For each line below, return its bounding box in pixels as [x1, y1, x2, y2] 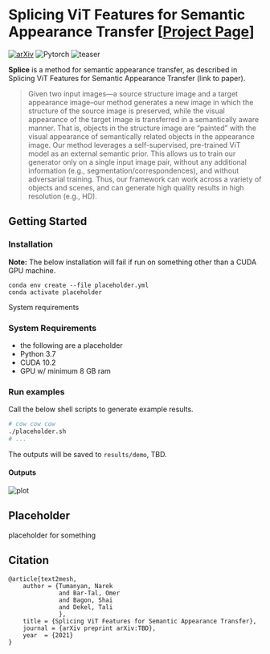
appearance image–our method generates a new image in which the [27, 97, 254, 107]
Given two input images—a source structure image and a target [27, 88, 239, 98]
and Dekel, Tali [59, 603, 113, 611]
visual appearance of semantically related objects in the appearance [27, 131, 255, 141]
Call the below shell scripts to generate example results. [8, 404, 194, 415]
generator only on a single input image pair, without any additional [27, 157, 247, 166]
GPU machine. [8, 265, 56, 275]
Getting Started [8, 215, 88, 228]
